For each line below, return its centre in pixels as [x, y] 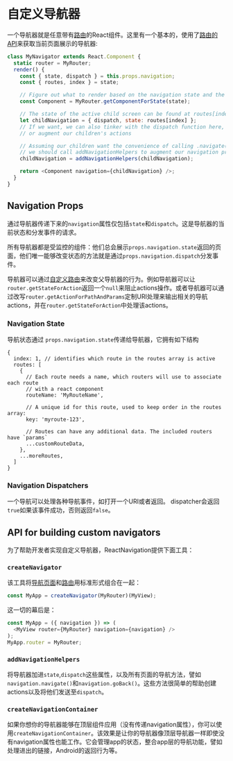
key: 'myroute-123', [55, 419]
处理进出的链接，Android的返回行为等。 [64, 751]
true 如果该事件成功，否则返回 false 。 [61, 510]
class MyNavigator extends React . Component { [74, 56]
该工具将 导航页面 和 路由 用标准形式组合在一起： [74, 583]
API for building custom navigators [84, 532]
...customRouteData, [55, 444]
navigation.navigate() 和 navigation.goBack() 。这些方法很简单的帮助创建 [112, 683]
